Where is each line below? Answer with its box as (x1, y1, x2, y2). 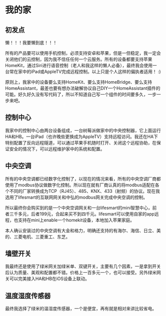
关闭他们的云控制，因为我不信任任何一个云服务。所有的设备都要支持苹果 (5, 56, 152, 62)
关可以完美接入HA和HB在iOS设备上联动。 (5, 276, 90, 281)
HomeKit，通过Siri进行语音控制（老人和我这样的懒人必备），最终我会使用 (5, 63, 153, 68)
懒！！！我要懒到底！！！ (5, 40, 57, 45)
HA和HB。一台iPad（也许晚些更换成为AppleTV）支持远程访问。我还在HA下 (5, 134, 158, 140)
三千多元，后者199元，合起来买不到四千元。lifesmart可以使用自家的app (9, 211, 155, 217)
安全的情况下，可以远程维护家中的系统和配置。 (9, 146, 105, 152)
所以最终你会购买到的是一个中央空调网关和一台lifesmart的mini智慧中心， (5, 205, 153, 211)
